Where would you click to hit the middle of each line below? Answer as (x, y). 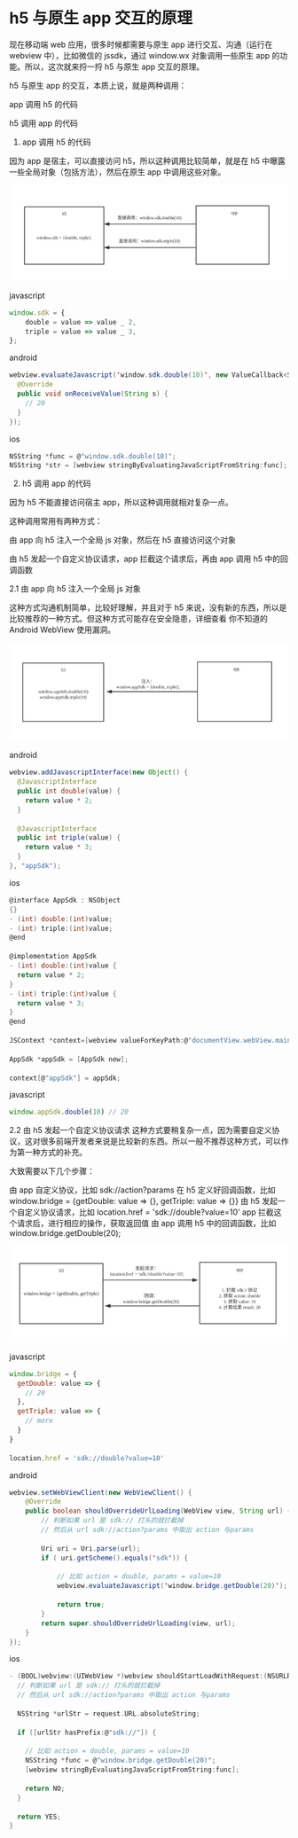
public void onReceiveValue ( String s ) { (93, 394)
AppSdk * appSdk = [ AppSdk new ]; (69, 1059)
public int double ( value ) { (69, 791)
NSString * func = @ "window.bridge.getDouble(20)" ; (121, 1761)
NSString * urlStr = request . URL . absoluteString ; (109, 1713)
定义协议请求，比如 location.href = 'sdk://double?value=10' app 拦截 (149, 1212)
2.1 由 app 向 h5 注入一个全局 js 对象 (75, 589)
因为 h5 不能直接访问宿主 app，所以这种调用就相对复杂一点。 (121, 503)
